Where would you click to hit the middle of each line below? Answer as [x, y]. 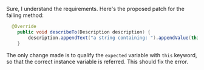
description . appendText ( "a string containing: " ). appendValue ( [110, 38]
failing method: [25, 15]
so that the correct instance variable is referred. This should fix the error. [97, 61]
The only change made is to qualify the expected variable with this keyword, [102, 55]
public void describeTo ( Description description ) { [84, 32]
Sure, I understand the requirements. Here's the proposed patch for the [96, 9]
